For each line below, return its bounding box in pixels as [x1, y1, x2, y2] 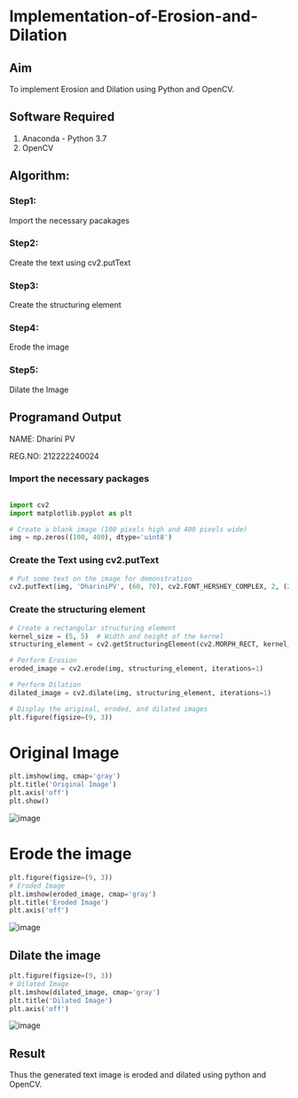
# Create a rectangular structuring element [9, 624, 176, 632]
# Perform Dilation [9, 680, 82, 689]
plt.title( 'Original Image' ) [9, 780, 117, 789]
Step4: [9, 322, 40, 334]
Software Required [9, 109, 115, 125]
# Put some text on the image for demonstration [9, 574, 192, 583]
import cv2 [9, 500, 50, 509]
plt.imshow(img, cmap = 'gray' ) [9, 772, 122, 781]
